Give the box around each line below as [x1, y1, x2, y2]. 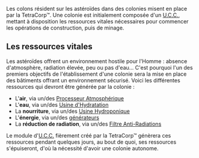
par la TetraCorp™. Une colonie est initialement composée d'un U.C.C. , [6, 11, 180, 19]
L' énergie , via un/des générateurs [14, 114, 99, 121]
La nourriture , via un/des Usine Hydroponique [14, 108, 130, 115]
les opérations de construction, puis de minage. [6, 24, 124, 31]
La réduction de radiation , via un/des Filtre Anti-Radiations [14, 120, 162, 127]
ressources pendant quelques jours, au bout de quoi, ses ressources [6, 138, 177, 145]
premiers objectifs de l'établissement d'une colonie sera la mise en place [6, 70, 187, 77]
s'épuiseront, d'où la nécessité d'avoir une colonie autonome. [6, 144, 159, 152]
